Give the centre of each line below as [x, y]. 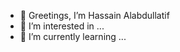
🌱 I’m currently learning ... [73, 36]
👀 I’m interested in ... [62, 26]
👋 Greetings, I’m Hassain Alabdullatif [94, 15]
